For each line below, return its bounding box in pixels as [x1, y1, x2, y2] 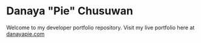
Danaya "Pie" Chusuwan [6, 4, 133, 18]
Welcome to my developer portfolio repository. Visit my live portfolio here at [6, 24, 195, 31]
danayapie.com [6, 30, 45, 37]
